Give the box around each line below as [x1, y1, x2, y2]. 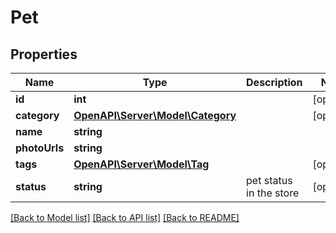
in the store [246, 186, 300, 200]
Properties [10, 46, 78, 63]
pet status [246, 174, 293, 187]
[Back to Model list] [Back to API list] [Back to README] [10, 212, 240, 223]
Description [246, 76, 303, 89]
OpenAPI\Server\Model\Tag [73, 157, 210, 171]
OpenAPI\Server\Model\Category [73, 109, 237, 122]
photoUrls [15, 141, 65, 155]
